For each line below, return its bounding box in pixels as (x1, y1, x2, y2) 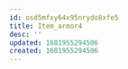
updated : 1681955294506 (9, 38, 99, 47)
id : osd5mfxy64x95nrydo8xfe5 (9, 13, 119, 22)
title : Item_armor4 (9, 22, 83, 30)
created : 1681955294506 (9, 47, 99, 56)
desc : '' (9, 30, 42, 39)
